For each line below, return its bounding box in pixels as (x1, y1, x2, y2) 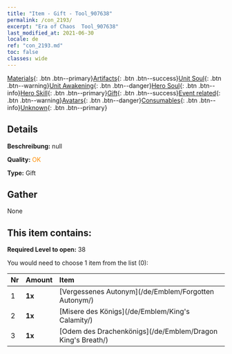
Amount (25, 275, 53, 285)
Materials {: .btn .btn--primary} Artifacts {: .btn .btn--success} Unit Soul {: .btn (7, 74, 222, 82)
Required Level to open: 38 (7, 245, 86, 254)
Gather (7, 188, 38, 201)
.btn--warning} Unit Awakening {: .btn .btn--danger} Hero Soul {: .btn (7, 81, 197, 90)
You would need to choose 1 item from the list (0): (7, 259, 148, 267)
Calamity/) (59, 315, 93, 325)
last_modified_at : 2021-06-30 (7, 29, 95, 37)
